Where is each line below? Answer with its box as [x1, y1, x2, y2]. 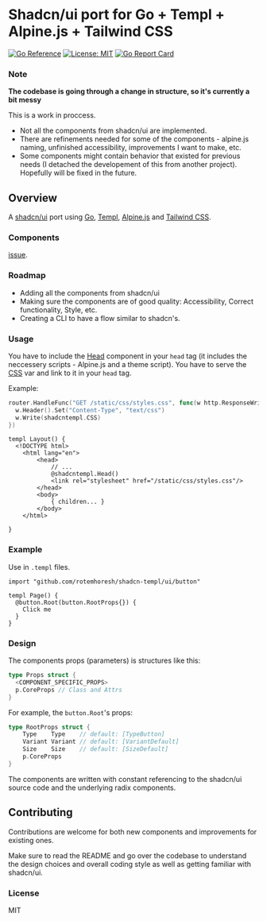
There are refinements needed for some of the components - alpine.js [19, 134, 249, 144]
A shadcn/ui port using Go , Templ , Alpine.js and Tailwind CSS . [8, 212, 212, 222]
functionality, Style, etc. [19, 304, 98, 315]
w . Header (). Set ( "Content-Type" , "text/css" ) [15, 406, 165, 414]
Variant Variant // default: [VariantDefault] [22, 737, 180, 746]
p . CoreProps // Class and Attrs [15, 686, 123, 694]
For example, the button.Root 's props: [8, 707, 133, 717]
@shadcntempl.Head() [50, 470, 119, 478]
